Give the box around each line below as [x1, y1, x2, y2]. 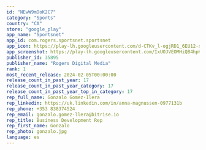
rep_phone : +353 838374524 [6, 105, 75, 112]
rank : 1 [6, 66, 26, 72]
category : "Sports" [6, 15, 56, 21]
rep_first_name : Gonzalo [6, 123, 70, 129]
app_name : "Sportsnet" [6, 32, 64, 38]
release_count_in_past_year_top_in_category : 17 [6, 89, 133, 95]
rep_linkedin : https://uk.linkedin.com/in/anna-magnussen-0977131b [6, 100, 183, 106]
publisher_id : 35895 [6, 54, 59, 61]
